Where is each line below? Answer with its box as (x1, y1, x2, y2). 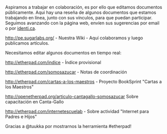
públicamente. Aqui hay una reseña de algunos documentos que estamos (5, 9, 157, 15)
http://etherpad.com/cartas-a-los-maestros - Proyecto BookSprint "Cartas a (5, 79, 162, 84)
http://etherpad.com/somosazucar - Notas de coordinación (5, 69, 127, 75)
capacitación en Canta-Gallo (5, 99, 64, 105)
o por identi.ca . (5, 25, 36, 31)
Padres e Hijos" (5, 114, 37, 120)
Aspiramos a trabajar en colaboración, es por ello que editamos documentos (5, 4, 163, 10)
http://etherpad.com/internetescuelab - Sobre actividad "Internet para (5, 109, 149, 114)
